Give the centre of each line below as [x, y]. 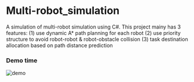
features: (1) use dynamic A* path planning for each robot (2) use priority [94, 33]
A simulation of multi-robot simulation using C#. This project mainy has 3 [94, 27]
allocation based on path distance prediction [59, 45]
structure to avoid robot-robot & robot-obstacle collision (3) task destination [97, 39]
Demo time [22, 60]
